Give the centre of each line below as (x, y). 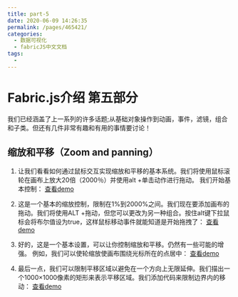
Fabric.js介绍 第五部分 (73, 98)
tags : (15, 54)
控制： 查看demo (49, 189)
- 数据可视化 (31, 41)
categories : (25, 34)
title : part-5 (29, 14)
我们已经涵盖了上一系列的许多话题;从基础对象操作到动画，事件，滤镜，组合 (118, 119)
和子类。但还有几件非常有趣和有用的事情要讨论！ (79, 127)
